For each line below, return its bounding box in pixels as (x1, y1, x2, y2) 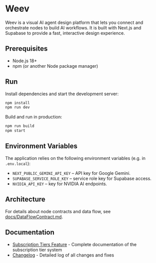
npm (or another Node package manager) (12, 63, 98, 69)
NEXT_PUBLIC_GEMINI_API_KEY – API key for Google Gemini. (12, 170, 131, 176)
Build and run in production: (5, 114, 62, 120)
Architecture (5, 195, 46, 204)
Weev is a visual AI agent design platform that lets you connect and (5, 19, 144, 25)
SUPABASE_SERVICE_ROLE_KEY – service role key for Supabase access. (12, 175, 152, 181)
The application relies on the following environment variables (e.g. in (5, 155, 146, 161)
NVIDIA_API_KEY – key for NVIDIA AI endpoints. (12, 180, 107, 187)
